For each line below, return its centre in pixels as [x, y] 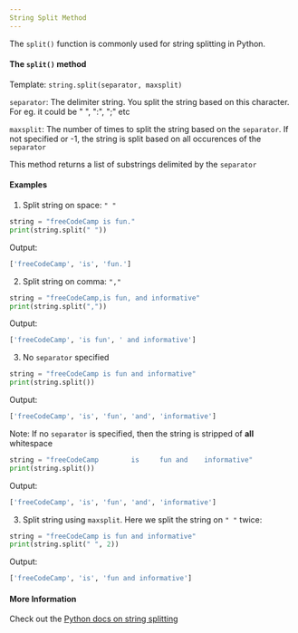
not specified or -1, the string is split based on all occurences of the [135, 139]
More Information [43, 599]
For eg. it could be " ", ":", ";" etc [70, 111]
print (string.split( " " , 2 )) [64, 544]
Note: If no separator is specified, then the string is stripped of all [132, 433]
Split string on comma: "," [72, 281]
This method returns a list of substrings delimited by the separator [133, 164]
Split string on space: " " [69, 206]
